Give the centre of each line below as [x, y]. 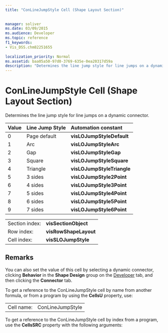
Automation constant [96, 128]
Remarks [19, 257]
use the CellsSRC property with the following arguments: [64, 325]
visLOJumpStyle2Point [99, 177]
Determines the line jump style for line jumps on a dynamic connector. [77, 116]
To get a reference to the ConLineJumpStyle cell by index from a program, [82, 319]
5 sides [35, 193]
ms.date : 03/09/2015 [27, 29]
